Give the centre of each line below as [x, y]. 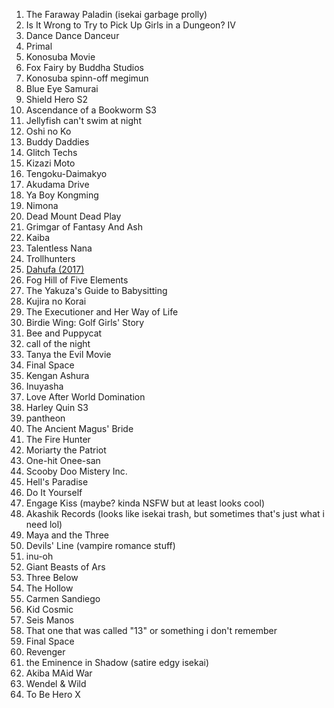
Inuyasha [44, 386]
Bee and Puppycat [64, 333]
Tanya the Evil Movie [68, 354]
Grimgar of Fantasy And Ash [84, 227]
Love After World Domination [85, 397]
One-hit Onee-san [63, 460]
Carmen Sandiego [63, 598]
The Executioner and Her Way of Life [102, 312]
